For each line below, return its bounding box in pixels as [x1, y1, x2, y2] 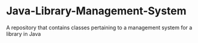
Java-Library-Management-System [6, 4, 187, 18]
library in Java [6, 30, 41, 37]
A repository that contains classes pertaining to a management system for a [6, 24, 193, 31]
